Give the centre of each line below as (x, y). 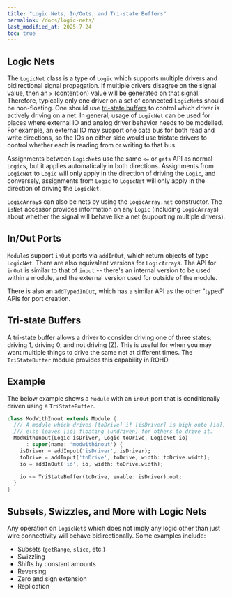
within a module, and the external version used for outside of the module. (113, 277)
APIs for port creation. (39, 298)
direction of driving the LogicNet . (54, 189)
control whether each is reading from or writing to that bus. (92, 145)
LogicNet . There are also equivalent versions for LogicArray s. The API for (112, 263)
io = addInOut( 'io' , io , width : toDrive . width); (92, 464)
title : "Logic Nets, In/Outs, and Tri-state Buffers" (87, 14)
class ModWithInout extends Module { (62, 419)
